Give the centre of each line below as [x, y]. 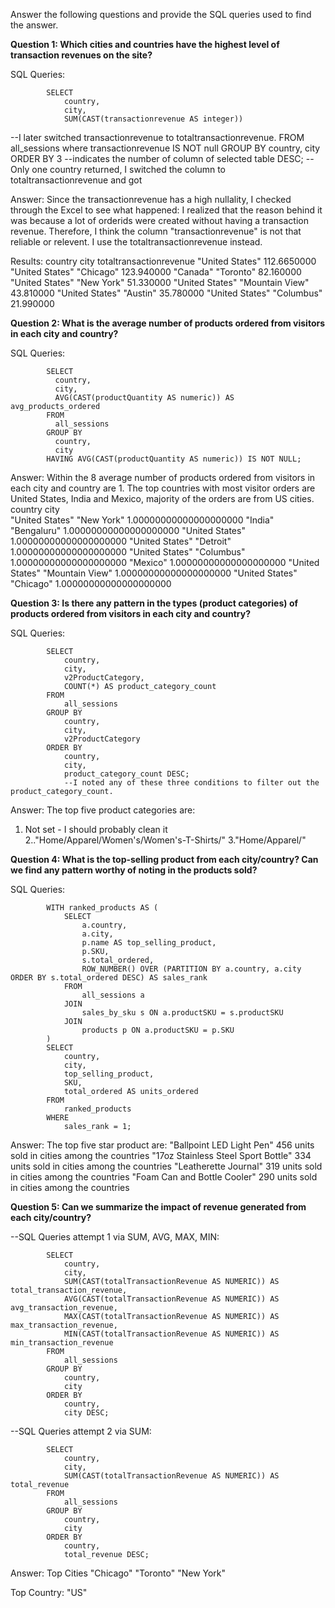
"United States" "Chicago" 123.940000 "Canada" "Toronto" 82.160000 [156, 272]
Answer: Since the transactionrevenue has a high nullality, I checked [151, 199]
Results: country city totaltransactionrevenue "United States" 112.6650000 [163, 261]
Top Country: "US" [49, 1592]
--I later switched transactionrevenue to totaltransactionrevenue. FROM [157, 137]
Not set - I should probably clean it [96, 829]
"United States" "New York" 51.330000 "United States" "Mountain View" [160, 282]
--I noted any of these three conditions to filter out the [191, 783]
